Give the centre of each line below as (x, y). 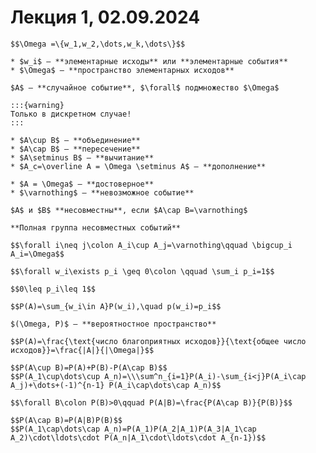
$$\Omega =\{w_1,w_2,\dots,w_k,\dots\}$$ (98, 44)
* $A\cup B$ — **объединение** (75, 140)
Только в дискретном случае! (71, 114)
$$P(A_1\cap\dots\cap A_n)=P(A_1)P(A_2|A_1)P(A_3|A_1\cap (133, 429)
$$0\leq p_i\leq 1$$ (53, 289)
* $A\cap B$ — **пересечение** (75, 149)
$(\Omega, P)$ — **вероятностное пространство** (113, 324)
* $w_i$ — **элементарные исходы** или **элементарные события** (149, 61)
